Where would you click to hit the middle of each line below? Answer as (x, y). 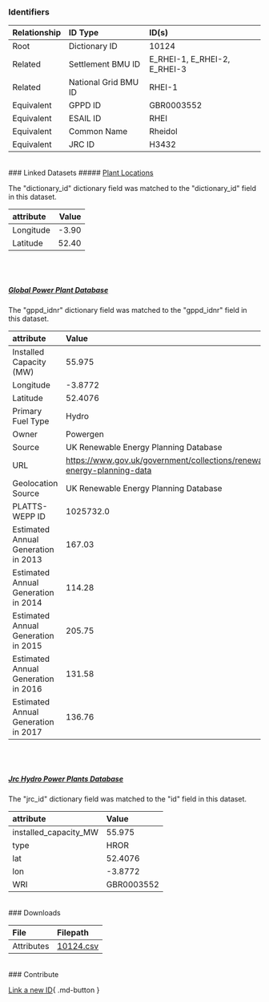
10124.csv (78, 947)
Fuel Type (31, 421)
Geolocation (35, 484)
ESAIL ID (85, 119)
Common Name (98, 132)
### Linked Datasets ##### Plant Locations (81, 173)
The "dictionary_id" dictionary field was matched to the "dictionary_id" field (132, 189)
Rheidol (163, 132)
